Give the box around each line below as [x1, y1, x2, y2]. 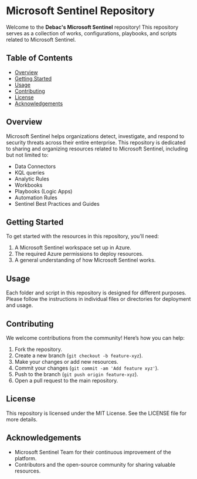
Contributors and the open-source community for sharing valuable [14, 461, 176, 468]
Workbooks [14, 181, 43, 189]
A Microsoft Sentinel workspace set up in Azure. [14, 244, 132, 251]
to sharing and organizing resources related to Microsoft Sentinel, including [6, 145, 188, 152]
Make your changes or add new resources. [14, 359, 118, 365]
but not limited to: [6, 151, 49, 158]
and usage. [6, 302, 33, 309]
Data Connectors [14, 163, 56, 170]
